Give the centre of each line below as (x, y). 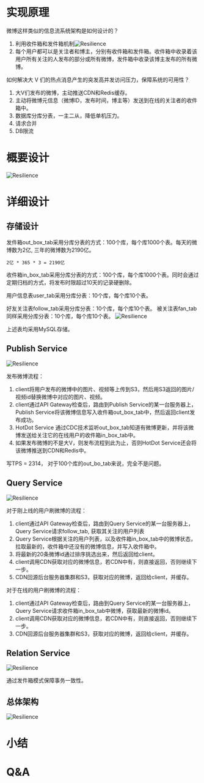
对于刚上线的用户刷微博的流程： (46, 510)
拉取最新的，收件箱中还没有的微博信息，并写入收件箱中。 (87, 546)
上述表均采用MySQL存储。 (40, 329)
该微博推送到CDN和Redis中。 (52, 450)
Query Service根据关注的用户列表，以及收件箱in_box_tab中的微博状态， (106, 539)
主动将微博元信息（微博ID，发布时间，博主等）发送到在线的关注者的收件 (106, 100)
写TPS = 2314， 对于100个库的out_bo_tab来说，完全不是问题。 (86, 463)
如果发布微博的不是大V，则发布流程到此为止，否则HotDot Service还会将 (106, 443)
